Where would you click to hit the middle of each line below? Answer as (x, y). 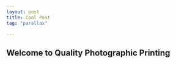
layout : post (23, 12)
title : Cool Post (28, 18)
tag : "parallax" (27, 23)
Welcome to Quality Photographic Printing (88, 53)
